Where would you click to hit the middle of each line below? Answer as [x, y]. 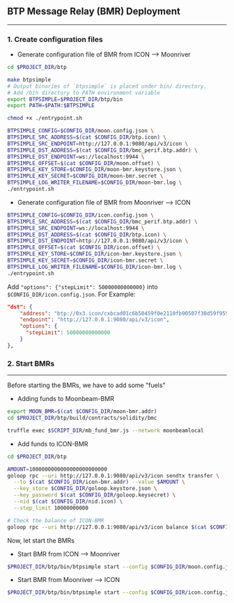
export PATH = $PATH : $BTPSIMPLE [51, 106]
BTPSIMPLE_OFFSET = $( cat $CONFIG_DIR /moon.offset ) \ [84, 163]
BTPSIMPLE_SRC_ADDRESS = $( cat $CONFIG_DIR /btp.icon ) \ [87, 138]
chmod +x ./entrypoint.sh [45, 118]
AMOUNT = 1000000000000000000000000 [57, 469]
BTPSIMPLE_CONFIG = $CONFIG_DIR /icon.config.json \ [81, 215]
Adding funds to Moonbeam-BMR [66, 399]
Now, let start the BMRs [41, 540]
